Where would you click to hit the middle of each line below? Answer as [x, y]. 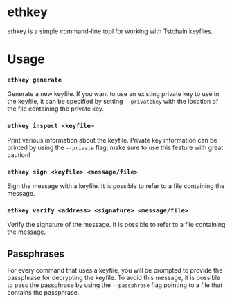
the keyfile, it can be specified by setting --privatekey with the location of [113, 102]
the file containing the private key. [56, 109]
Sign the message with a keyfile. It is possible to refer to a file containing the [116, 186]
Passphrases [36, 254]
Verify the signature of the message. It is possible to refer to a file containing [116, 225]
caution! [19, 155]
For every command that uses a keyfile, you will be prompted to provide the [115, 270]
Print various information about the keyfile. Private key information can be [112, 140]
